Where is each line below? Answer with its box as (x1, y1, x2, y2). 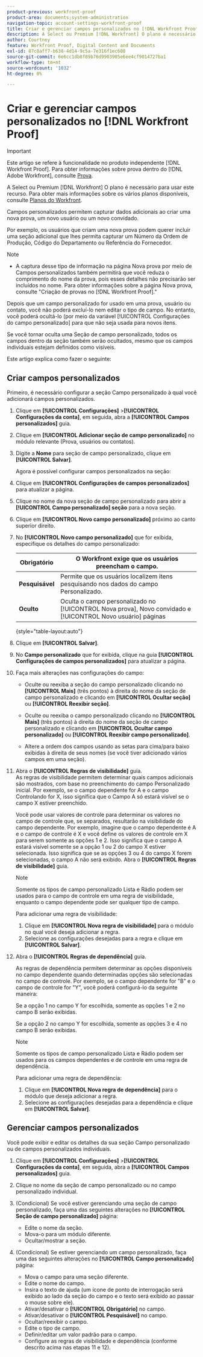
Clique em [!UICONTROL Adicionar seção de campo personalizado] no (15, 432, 195, 438)
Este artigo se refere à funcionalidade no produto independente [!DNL (7, 159, 180, 167)
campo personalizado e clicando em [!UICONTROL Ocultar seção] (24, 694, 191, 701)
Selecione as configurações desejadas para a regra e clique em (24, 935, 183, 942)
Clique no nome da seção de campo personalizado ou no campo (15, 1181, 176, 1189)
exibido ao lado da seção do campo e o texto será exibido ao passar (24, 1292, 195, 1300)
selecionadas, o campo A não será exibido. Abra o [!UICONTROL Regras (15, 856, 196, 863)
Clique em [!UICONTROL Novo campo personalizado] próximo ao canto (15, 516, 196, 523)
